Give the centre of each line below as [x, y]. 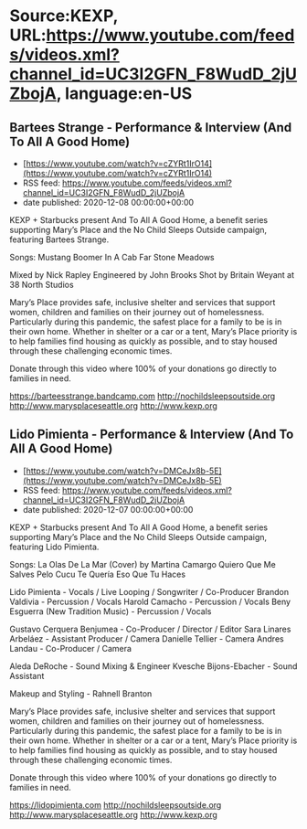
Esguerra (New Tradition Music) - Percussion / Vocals [111, 611]
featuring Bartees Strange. [59, 239]
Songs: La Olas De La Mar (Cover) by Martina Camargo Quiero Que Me [143, 564]
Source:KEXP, [64, 16]
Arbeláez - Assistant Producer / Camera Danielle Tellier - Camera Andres [147, 638]
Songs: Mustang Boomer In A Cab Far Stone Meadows [112, 257]
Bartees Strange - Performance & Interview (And [151, 128]
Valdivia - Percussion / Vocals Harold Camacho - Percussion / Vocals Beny [150, 601]
